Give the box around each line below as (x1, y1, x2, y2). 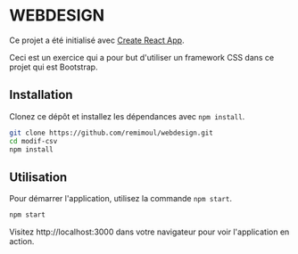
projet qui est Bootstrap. (9, 61, 98, 72)
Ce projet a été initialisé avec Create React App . (9, 35, 185, 45)
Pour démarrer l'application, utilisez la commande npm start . (9, 193, 232, 204)
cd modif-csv (9, 136, 58, 145)
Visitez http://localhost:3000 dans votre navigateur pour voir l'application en (9, 226, 290, 237)
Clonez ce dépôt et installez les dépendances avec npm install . (9, 111, 245, 121)
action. (9, 236, 35, 247)
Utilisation (9, 169, 68, 184)
